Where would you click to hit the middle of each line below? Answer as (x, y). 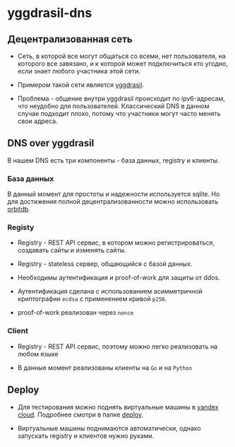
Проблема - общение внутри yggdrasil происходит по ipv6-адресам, (121, 98)
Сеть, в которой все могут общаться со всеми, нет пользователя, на (121, 56)
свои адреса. (37, 121)
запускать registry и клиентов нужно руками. (86, 436)
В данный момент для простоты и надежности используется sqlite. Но (114, 194)
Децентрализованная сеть (70, 39)
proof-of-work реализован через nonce (76, 313)
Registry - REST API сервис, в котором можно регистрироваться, (116, 243)
